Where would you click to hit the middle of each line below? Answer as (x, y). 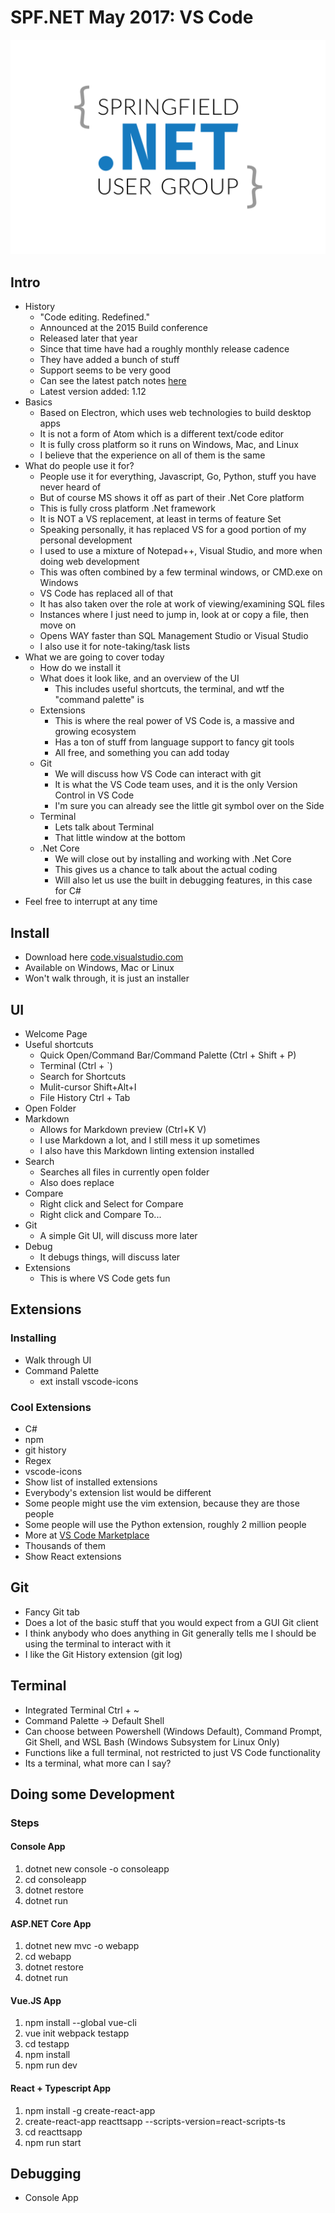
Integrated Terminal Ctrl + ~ (82, 1710)
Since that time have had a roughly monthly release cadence (164, 349)
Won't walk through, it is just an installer (107, 978)
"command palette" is (99, 700)
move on (58, 625)
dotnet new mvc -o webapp (82, 1946)
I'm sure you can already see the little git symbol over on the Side (189, 806)
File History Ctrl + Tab (85, 1097)
